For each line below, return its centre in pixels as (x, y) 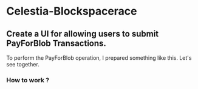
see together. (23, 64)
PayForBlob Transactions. (56, 43)
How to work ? (28, 80)
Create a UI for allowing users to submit (83, 34)
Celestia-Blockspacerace (72, 11)
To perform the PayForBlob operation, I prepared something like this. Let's (99, 58)
